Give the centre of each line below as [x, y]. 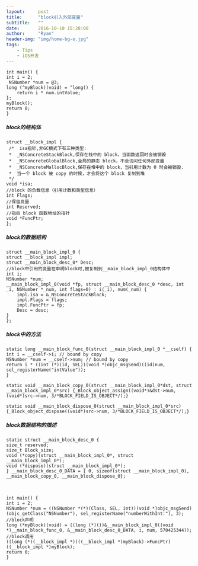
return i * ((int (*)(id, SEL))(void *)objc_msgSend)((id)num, [86, 364]
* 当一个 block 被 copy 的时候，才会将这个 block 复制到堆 [77, 173]
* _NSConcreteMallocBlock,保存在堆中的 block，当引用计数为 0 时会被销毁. [96, 167]
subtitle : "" [25, 23]
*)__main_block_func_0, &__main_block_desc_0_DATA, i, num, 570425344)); [99, 530]
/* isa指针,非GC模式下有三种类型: [48, 148]
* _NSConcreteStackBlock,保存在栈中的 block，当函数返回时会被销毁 [87, 155]
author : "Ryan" [30, 34]
